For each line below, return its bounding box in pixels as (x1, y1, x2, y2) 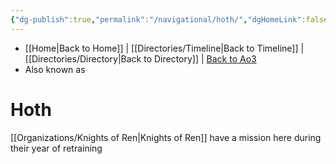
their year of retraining (10, 142, 103, 154)
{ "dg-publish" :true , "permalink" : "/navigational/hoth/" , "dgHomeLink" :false (10, 14, 329, 25)
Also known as (24, 63, 86, 75)
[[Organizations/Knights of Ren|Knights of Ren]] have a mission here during (10, 131, 322, 143)
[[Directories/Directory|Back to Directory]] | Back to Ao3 (24, 52, 257, 65)
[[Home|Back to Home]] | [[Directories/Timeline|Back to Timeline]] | (24, 42, 305, 54)
